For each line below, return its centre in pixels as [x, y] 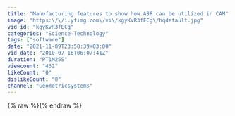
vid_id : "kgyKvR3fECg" [41, 27]
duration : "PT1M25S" [38, 60]
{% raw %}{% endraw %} [45, 105]
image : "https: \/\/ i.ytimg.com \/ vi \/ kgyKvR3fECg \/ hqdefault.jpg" [105, 20]
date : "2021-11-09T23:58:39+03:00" [60, 46]
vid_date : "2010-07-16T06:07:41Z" [58, 53]
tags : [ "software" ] [36, 40]
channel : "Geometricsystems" [50, 86]
